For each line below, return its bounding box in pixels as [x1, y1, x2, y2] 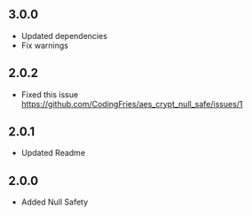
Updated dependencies [20, 30, 108, 41]
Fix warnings [20, 40, 68, 50]
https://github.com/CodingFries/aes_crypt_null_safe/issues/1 [20, 98, 243, 109]
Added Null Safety [20, 197, 89, 207]
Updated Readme [20, 148, 86, 158]
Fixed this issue [20, 89, 79, 100]
